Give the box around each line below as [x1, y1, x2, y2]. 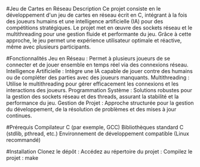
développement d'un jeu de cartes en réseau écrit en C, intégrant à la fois [6, 11, 187, 19]
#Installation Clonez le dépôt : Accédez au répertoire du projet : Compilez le [6, 148, 193, 155]
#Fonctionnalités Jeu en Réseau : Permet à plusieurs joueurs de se [6, 55, 170, 62]
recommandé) [6, 136, 41, 143]
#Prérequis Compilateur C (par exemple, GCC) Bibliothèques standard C [6, 124, 184, 130]
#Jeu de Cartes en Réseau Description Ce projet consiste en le [6, 5, 161, 12]
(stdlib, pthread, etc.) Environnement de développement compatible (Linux [6, 130, 189, 137]
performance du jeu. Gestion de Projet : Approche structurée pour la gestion [6, 99, 194, 107]
